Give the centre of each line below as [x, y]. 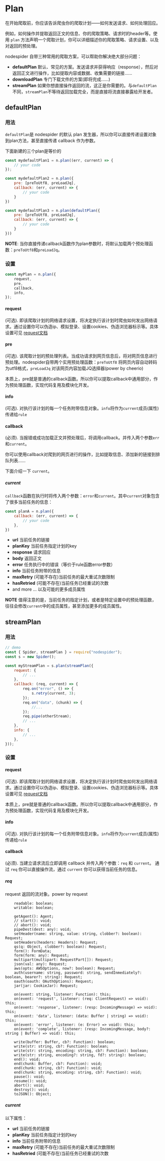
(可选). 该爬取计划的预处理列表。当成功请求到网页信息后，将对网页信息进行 [81, 356]
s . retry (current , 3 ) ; [54, 694]
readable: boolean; [34, 904]
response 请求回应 [31, 552]
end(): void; [27, 1060]
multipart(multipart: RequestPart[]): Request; [64, 960]
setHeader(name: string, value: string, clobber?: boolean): [78, 934]
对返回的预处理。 [22, 46]
